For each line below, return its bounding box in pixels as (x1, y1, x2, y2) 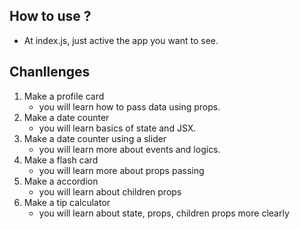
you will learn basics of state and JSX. (38, 122, 197, 134)
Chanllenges (9, 64, 91, 81)
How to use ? (9, 8, 92, 25)
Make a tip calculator (23, 196, 111, 208)
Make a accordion (23, 175, 99, 187)
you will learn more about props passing (38, 164, 205, 176)
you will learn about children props (38, 185, 182, 198)
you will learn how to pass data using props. (38, 100, 221, 113)
